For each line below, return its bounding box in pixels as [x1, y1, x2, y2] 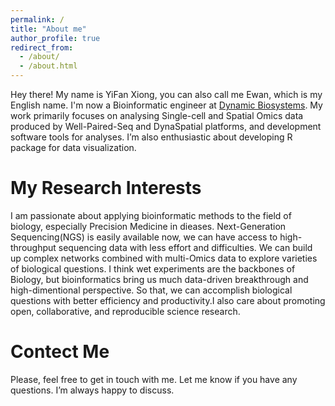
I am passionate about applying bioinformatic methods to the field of [10, 209, 292, 221]
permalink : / [10, 14, 65, 25]
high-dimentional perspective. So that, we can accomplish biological [10, 284, 293, 296]
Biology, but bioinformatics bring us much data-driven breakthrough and [10, 273, 309, 285]
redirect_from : [10, 42, 74, 53]
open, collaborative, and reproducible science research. [10, 305, 241, 317]
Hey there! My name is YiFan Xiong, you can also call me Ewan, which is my [10, 89, 323, 100]
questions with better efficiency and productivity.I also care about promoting [10, 294, 326, 306]
